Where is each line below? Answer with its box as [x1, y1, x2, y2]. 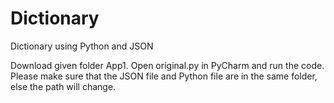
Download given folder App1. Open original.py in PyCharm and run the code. [10, 59, 325, 71]
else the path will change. [10, 80, 117, 92]
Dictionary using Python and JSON [10, 40, 154, 52]
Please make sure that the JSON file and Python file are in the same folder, [10, 70, 318, 82]
